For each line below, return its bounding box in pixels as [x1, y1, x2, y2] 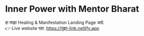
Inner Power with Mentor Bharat [5, 3, 140, 15]
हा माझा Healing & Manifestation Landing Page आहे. [5, 19, 105, 25]
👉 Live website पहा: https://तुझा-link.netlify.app [5, 25, 99, 31]
